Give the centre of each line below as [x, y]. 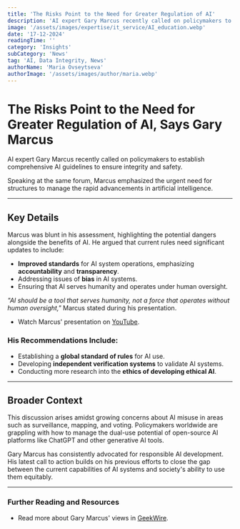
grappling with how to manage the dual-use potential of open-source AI [113, 432]
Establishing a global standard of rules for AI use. [91, 356]
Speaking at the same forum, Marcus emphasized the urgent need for [110, 181]
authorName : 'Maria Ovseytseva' [55, 67]
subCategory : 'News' [38, 54]
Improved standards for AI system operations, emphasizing [106, 264]
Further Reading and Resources [64, 503]
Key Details [33, 218]
